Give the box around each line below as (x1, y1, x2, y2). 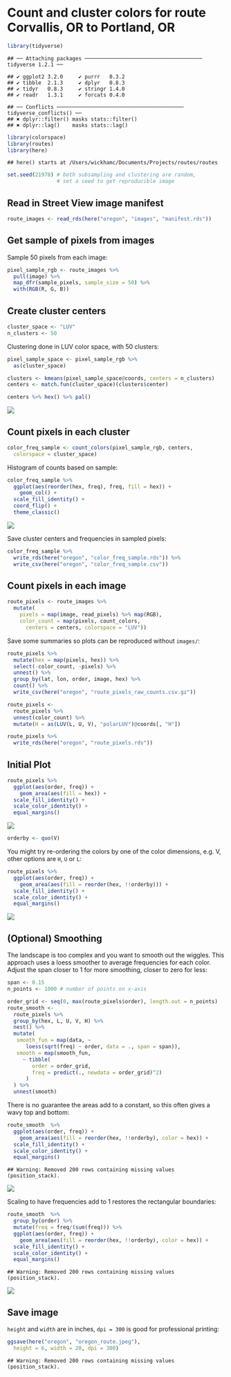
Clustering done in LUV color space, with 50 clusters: (7, 342, 159, 351)
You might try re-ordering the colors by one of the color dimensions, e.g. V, (7, 847, 221, 856)
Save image (7, 1306, 59, 1318)
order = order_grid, (32, 1062, 91, 1069)
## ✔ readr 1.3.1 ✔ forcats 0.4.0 (7, 92, 126, 98)
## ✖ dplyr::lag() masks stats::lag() (7, 121, 129, 129)
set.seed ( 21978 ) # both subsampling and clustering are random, (7, 171, 196, 178)
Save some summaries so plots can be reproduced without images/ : (7, 636, 201, 645)
